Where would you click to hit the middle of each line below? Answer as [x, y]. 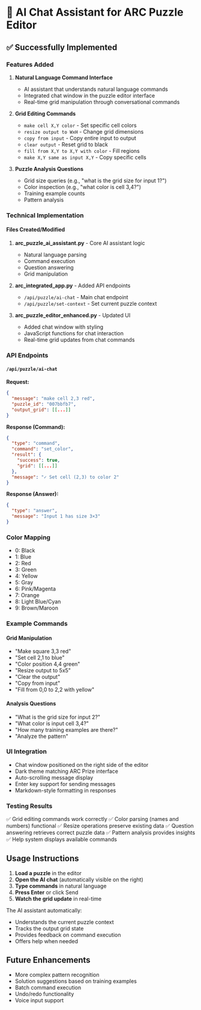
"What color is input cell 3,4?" [52, 723]
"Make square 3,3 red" [43, 651]
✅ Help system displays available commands [61, 840]
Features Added [30, 64]
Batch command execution [48, 987]
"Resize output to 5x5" [43, 671]
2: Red [23, 563]
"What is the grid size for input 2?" [58, 717]
